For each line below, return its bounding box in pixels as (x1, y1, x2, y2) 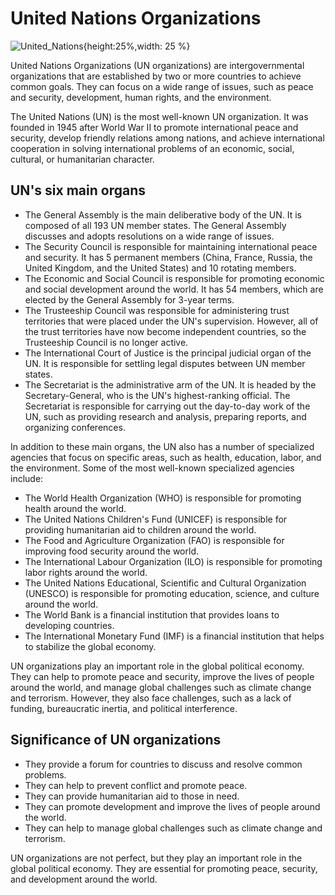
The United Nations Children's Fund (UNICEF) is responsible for (24, 513, 288, 525)
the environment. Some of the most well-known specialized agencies (10, 462, 295, 474)
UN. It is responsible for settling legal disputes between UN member (24, 357, 306, 369)
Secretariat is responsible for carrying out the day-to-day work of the (24, 400, 311, 412)
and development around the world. (10, 873, 158, 885)
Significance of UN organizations (10, 732, 222, 749)
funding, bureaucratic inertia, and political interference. (10, 702, 238, 714)
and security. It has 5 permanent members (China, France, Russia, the (24, 251, 313, 263)
